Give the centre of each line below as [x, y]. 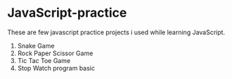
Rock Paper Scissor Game [55, 53]
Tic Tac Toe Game [44, 60]
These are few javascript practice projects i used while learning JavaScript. [116, 32]
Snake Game [36, 45]
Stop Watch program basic [56, 68]
